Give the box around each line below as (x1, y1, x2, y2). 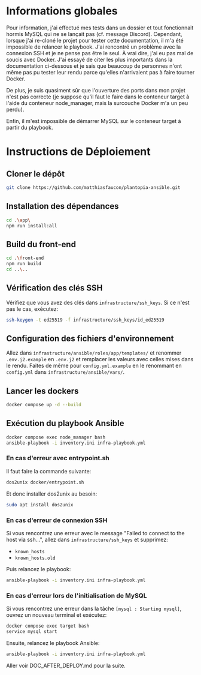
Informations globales (6, 4, 118, 18)
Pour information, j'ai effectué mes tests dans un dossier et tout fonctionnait (6, 24, 194, 31)
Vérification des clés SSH (6, 283, 103, 293)
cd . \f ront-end (6, 255, 44, 262)
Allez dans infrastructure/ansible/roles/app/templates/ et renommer (6, 349, 182, 356)
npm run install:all (6, 223, 58, 229)
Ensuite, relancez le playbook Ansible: (6, 639, 100, 646)
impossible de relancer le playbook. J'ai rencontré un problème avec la (6, 43, 181, 50)
